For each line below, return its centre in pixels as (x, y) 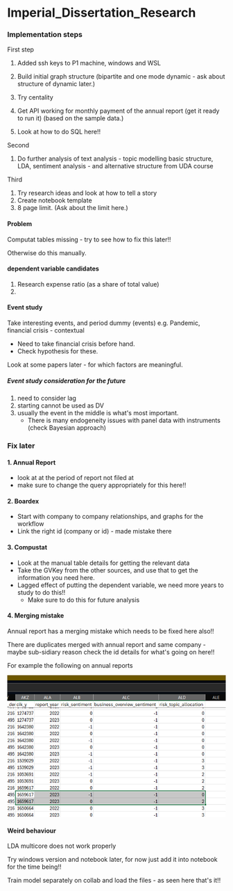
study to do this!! (41, 592)
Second (18, 145)
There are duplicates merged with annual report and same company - (106, 644)
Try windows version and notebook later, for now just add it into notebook (113, 860)
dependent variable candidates (53, 268)
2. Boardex (23, 501)
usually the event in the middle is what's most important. (98, 413)
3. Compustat (27, 547)
